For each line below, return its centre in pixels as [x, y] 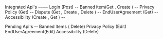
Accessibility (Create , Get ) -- [35, 17]
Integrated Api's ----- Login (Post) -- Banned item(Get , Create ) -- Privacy [80, 7]
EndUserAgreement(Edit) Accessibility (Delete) [52, 32]
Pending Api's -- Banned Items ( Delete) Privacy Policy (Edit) [66, 26]
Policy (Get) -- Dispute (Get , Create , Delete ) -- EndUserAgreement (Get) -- [82, 12]
